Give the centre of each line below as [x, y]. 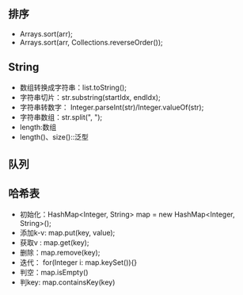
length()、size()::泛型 [54, 136]
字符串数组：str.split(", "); [61, 117]
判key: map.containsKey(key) [67, 282]
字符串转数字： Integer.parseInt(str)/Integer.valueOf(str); [112, 107]
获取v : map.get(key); [54, 242]
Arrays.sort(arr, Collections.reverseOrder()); [91, 42]
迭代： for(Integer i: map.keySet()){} [78, 262]
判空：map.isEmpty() [54, 272]
